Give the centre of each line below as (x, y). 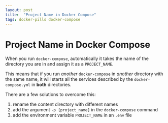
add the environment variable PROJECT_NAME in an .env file (72, 115)
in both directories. (51, 85)
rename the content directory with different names (65, 104)
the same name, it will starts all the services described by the (69, 79)
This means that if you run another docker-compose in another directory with (84, 74)
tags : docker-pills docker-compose (43, 19)
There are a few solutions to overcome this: (51, 95)
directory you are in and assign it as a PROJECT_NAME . (59, 64)
